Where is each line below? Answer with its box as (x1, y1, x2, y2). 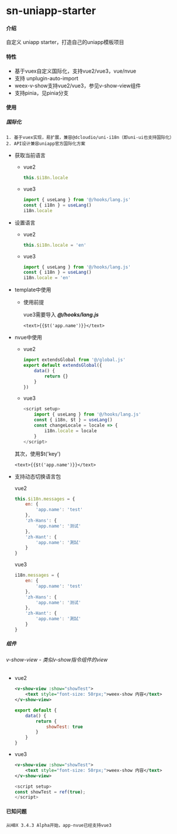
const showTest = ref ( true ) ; (14, 789, 86, 795)
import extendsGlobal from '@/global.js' (23, 357, 126, 363)
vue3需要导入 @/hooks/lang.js (23, 311, 99, 318)
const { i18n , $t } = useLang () (34, 417, 113, 423)
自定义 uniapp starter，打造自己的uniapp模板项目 (6, 39, 124, 46)
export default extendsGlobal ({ (23, 362, 102, 369)
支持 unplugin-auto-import (14, 74, 79, 81)
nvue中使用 (14, 334, 43, 341)
